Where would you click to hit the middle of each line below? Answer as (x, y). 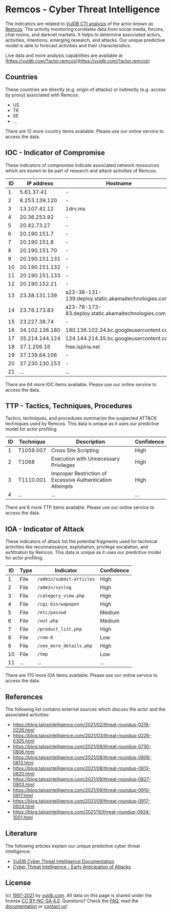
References (24, 697)
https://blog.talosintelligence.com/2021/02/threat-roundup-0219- (82, 725)
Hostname (119, 183)
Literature (21, 834)
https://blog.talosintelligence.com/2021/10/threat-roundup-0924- (82, 812)
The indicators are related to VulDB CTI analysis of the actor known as (79, 24)
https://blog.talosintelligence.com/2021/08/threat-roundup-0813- (82, 768)
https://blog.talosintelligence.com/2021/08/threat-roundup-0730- (82, 746)
